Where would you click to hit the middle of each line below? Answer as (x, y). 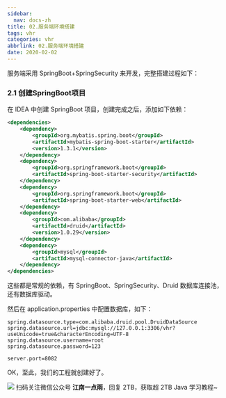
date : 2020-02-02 (32, 53)
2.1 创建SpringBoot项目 (47, 93)
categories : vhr (31, 40)
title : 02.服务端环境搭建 (41, 26)
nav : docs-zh (32, 20)
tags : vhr (22, 33)
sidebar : (20, 14)
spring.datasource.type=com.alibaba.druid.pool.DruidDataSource (102, 322)
